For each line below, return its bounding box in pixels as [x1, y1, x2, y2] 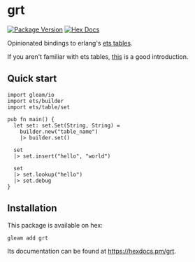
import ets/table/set [7, 104, 71, 111]
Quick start [7, 73, 57, 85]
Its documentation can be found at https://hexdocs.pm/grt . [7, 247, 177, 256]
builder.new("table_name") [20, 128, 99, 135]
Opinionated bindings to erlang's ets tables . [7, 39, 133, 47]
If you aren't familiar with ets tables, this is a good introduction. [7, 52, 189, 61]
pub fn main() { [7, 116, 55, 123]
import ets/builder [7, 97, 64, 104]
